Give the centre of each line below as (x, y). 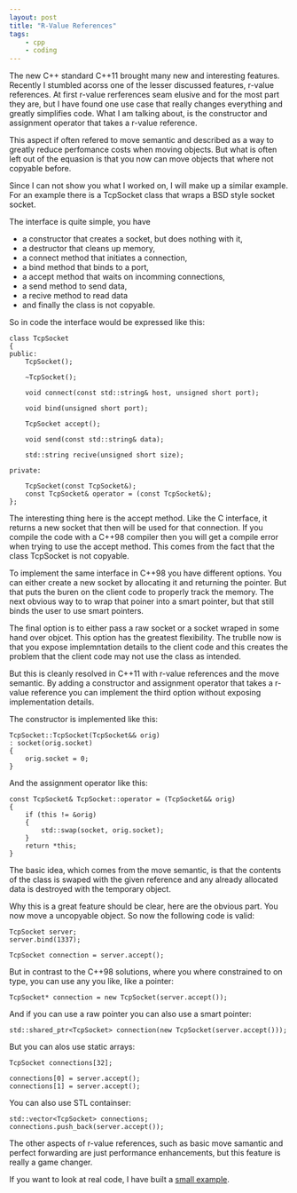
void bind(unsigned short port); (87, 409)
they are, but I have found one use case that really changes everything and (146, 104)
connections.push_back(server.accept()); (87, 1127)
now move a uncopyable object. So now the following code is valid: (132, 916)
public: (23, 354)
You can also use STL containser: (70, 1103)
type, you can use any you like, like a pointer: (92, 982)
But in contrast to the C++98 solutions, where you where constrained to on (146, 972)
